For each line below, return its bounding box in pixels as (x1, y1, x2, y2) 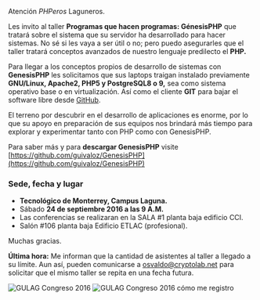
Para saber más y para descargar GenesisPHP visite (8, 143, 179, 151)
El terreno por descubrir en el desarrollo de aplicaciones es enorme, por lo (8, 110, 249, 120)
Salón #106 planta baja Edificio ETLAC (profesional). (19, 221, 188, 230)
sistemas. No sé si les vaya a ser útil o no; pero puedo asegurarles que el (8, 38, 244, 48)
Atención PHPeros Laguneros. (8, 7, 106, 16)
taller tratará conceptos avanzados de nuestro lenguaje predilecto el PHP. (8, 47, 247, 56)
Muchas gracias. (8, 237, 62, 246)
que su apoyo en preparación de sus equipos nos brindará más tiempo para (8, 119, 253, 128)
